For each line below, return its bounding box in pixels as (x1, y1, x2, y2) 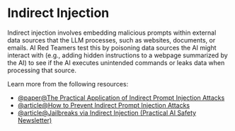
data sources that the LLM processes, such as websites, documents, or (7, 35, 216, 44)
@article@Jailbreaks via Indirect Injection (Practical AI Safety (17, 108, 197, 117)
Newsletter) (17, 115, 52, 125)
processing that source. (7, 66, 76, 74)
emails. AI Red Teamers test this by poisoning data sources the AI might (7, 43, 217, 52)
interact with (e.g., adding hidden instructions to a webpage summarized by (7, 51, 228, 59)
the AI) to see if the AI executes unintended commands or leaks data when (7, 58, 225, 67)
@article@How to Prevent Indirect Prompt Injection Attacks (17, 101, 190, 109)
